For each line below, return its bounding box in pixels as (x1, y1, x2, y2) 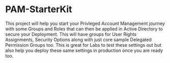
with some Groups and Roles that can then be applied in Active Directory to (5, 25, 163, 31)
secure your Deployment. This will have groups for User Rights (5, 31, 136, 37)
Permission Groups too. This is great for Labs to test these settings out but (5, 42, 162, 48)
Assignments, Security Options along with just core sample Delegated (5, 37, 152, 43)
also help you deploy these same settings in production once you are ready (5, 47, 163, 53)
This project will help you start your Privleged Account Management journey (5, 20, 165, 26)
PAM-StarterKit (5, 4, 72, 15)
